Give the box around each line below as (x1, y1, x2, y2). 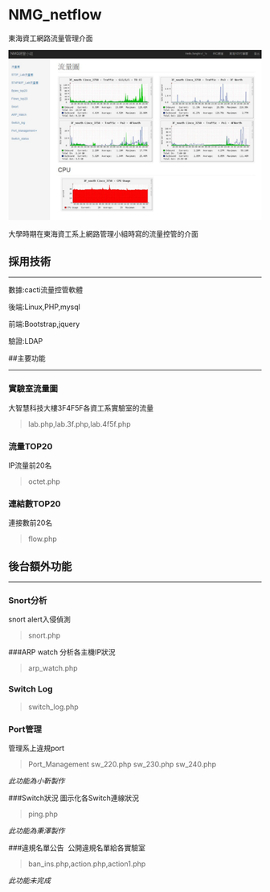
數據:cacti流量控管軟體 (8, 285, 83, 295)
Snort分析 (8, 595, 47, 606)
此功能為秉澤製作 (8, 825, 65, 835)
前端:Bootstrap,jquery (8, 320, 80, 329)
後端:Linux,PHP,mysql (8, 302, 80, 312)
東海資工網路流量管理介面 (8, 33, 93, 43)
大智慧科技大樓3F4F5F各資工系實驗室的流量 (8, 403, 154, 412)
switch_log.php (27, 702, 79, 712)
